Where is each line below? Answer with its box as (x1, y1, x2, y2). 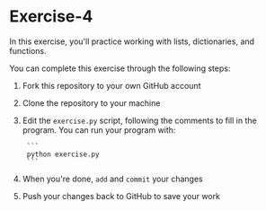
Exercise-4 (9, 6, 93, 27)
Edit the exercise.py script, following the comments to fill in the (22, 115, 258, 126)
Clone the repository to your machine (22, 97, 161, 109)
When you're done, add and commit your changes (22, 173, 204, 184)
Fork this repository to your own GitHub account (22, 80, 201, 91)
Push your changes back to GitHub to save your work (22, 190, 220, 201)
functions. (9, 45, 47, 56)
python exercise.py (26, 150, 100, 159)
